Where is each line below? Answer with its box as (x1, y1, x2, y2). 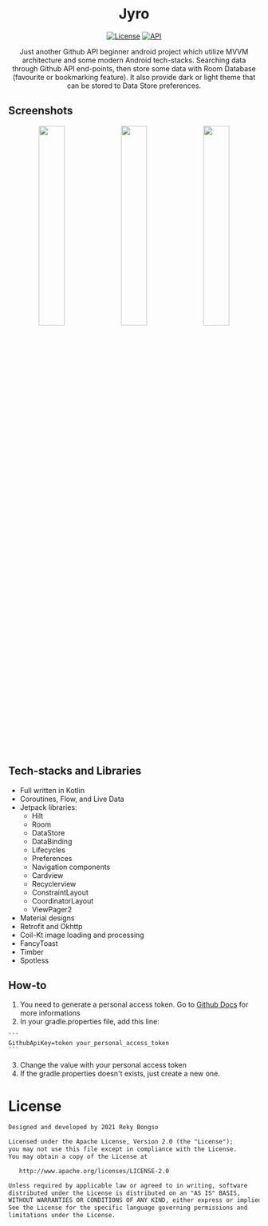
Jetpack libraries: (19, 802, 77, 812)
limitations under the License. (8, 1212, 116, 1220)
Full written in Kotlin (19, 785, 85, 795)
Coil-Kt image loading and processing (19, 930, 145, 940)
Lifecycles (31, 845, 66, 855)
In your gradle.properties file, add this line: (19, 1017, 160, 1027)
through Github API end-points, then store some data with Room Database (11, 63, 257, 73)
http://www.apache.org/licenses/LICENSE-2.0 (18, 1167, 170, 1175)
